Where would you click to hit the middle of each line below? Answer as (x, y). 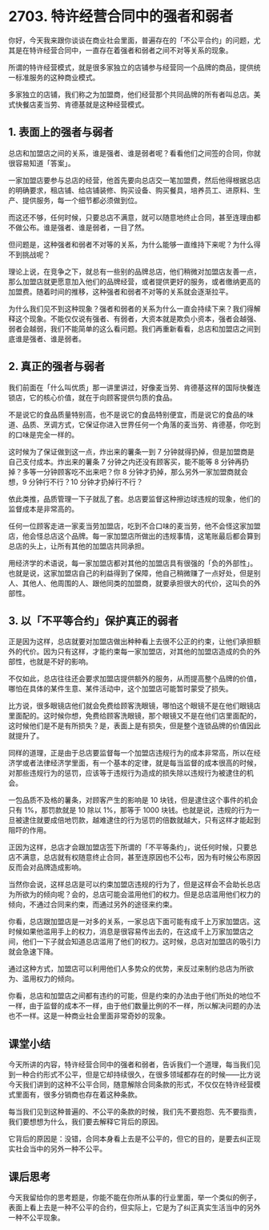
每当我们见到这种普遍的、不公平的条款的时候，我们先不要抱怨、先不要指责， (134, 1112)
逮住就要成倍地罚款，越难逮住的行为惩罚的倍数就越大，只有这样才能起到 (141, 821)
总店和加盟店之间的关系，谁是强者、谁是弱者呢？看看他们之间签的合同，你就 (134, 153)
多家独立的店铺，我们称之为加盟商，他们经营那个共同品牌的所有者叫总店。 (131, 94)
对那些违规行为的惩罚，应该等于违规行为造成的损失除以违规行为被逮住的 (127, 773)
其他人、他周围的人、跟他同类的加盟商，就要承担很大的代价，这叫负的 (138, 583)
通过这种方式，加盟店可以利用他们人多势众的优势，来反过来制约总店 (120, 969)
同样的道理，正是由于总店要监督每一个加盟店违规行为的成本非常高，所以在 (131, 753)
